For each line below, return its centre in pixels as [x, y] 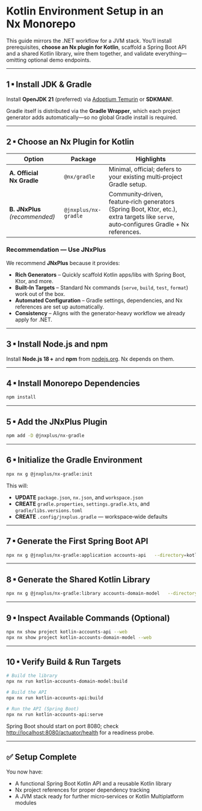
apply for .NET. [34, 319]
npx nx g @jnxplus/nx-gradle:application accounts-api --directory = [96, 555]
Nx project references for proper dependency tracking [82, 790]
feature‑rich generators [142, 202]
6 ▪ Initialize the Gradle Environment [75, 460]
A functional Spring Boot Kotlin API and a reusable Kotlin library [93, 783]
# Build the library [32, 676]
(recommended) [32, 217]
